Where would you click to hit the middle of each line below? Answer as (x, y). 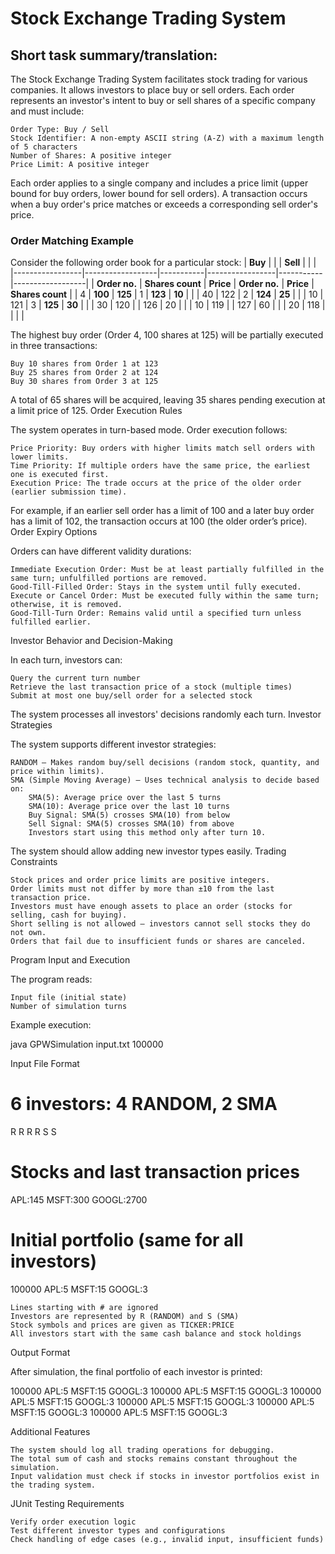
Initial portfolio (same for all (127, 1240)
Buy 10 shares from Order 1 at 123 (84, 364)
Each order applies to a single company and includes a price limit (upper (159, 183)
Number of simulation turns (69, 1007)
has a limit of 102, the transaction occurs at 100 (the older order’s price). (159, 521)
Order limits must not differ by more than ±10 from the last (142, 889)
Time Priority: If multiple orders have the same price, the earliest (160, 466)
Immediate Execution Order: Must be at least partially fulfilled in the (167, 570)
